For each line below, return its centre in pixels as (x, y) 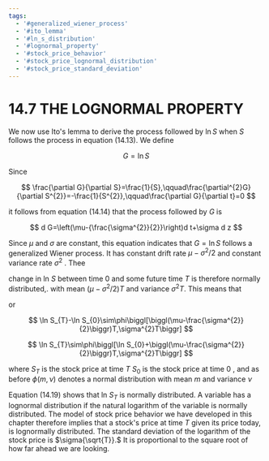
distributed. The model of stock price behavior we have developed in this (130, 414)
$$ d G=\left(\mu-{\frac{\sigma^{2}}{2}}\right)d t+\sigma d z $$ (136, 227)
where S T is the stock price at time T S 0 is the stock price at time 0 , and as (134, 370)
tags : (17, 16)
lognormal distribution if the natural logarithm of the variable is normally (128, 406)
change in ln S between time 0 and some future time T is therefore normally (134, 278)
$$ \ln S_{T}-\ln (54, 320)
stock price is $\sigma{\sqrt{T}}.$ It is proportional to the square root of (128, 440)
